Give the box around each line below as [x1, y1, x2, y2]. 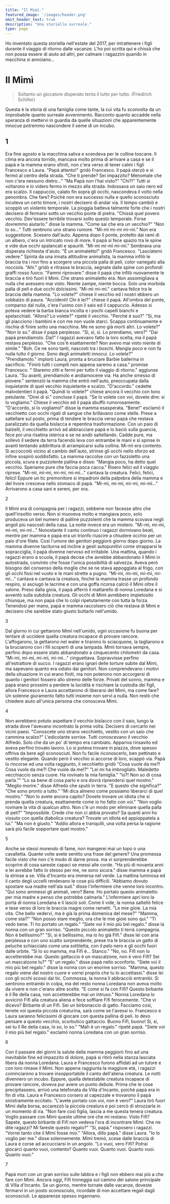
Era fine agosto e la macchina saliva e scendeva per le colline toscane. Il [5, 150, 157, 157]
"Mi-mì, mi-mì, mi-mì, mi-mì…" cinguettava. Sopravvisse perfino [5, 654, 139, 661]
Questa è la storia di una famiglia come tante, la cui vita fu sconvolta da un [5, 106, 161, 112]
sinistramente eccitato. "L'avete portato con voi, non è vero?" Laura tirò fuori [5, 1097, 165, 1103]
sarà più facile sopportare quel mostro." [5, 826, 88, 832]
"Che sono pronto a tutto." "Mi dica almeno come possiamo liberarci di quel [5, 788, 163, 794]
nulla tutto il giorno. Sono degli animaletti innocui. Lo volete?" [5, 350, 133, 356]
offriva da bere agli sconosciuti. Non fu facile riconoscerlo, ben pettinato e [5, 750, 161, 756]
